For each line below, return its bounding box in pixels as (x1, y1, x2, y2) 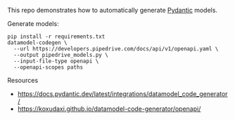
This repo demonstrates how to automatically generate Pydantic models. (7, 6, 218, 14)
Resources (7, 76, 39, 84)
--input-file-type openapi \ (13, 58, 99, 65)
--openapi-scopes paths (13, 64, 83, 71)
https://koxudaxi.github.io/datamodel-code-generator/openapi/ (17, 105, 201, 113)
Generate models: (7, 20, 59, 27)
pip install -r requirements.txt (7, 33, 106, 40)
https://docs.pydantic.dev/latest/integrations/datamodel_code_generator (17, 90, 228, 98)
